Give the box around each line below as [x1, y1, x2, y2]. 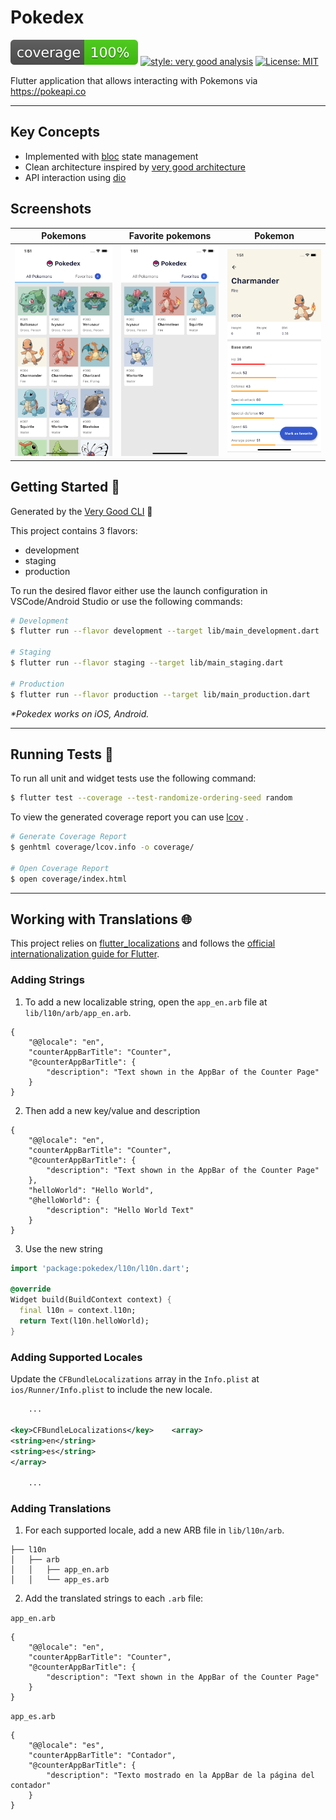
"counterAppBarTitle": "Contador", [28, 1751, 177, 1761]
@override [10, 1284, 52, 1295]
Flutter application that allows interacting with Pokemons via [10, 74, 258, 86]
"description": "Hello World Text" [46, 1205, 195, 1215]
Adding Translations [10, 1502, 112, 1516]
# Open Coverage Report [10, 863, 110, 873]
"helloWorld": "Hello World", [28, 1185, 155, 1195]
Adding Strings [10, 973, 85, 987]
